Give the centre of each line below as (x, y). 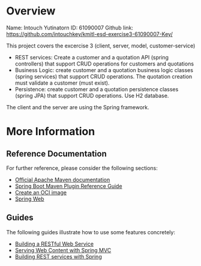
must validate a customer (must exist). (62, 83)
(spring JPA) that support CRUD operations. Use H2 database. (92, 95)
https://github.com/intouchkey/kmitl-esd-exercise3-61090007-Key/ (89, 34)
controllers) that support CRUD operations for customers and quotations (104, 64)
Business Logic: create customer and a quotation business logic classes (104, 70)
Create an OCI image (41, 192)
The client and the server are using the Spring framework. (78, 107)
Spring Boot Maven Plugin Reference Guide (68, 186)
